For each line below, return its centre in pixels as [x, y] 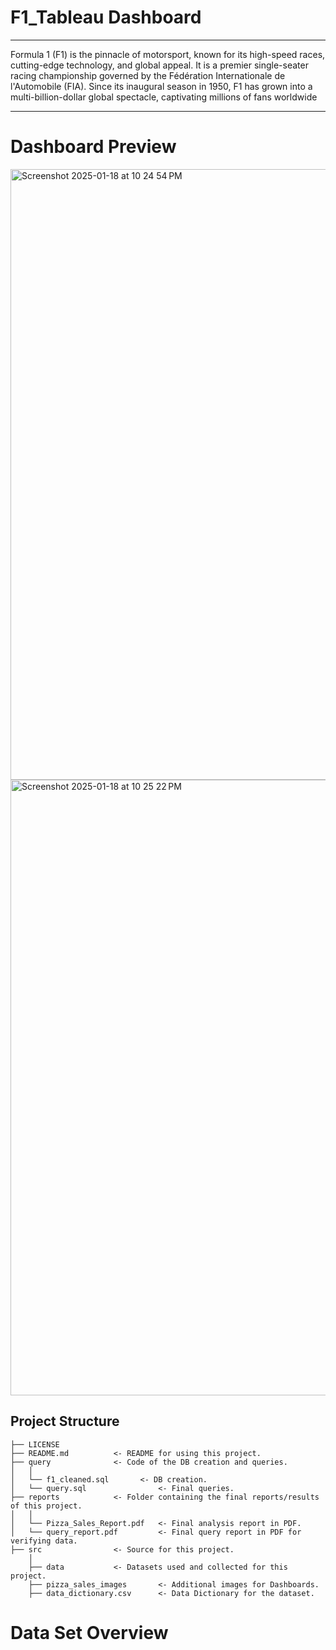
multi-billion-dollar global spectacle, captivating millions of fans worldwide [164, 97]
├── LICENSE [35, 1444]
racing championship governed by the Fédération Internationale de [148, 75]
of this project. [46, 1506]
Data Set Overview [89, 1632]
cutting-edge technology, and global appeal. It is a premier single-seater [159, 65]
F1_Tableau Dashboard [106, 17]
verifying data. [44, 1541]
